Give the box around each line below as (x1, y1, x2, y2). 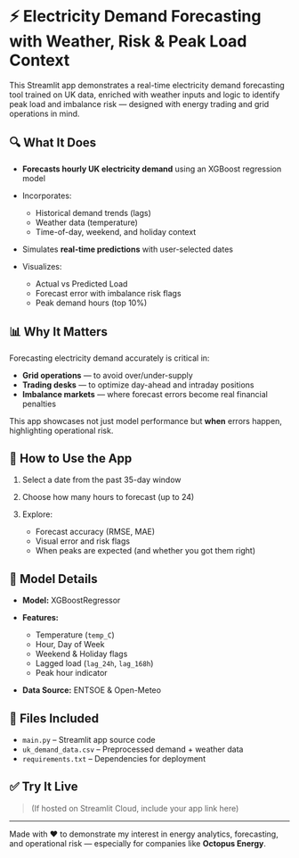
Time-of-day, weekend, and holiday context (35, 226, 197, 237)
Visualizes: (21, 261, 62, 271)
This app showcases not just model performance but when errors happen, (9, 415, 283, 426)
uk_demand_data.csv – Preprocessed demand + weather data (21, 744, 244, 754)
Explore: (21, 509, 53, 520)
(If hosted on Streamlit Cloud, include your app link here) (30, 803, 239, 813)
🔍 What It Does (9, 135, 97, 151)
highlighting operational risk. (9, 425, 114, 436)
